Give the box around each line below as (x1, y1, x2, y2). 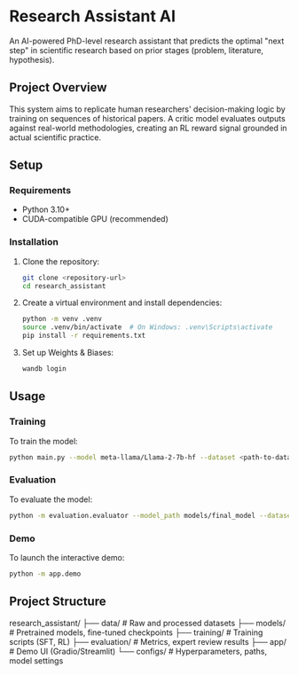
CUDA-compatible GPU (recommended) (21, 214, 169, 224)
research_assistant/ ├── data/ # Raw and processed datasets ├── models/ (9, 617, 286, 628)
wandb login (21, 365, 67, 373)
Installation (9, 236, 59, 248)
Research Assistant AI (9, 6, 176, 27)
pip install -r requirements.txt (21, 331, 146, 341)
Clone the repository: (21, 255, 100, 267)
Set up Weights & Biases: (21, 348, 114, 358)
